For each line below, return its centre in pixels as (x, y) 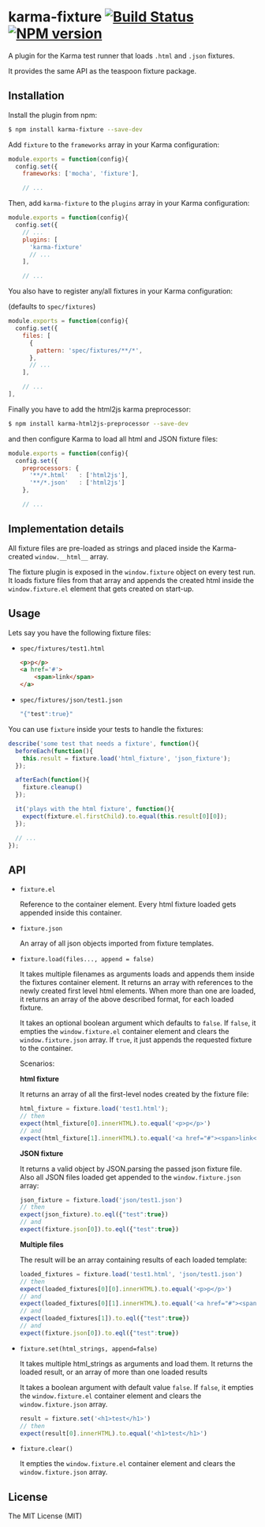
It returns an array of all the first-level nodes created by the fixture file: (134, 1094)
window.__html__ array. (72, 556)
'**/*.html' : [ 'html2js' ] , (78, 476)
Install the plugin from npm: (52, 115)
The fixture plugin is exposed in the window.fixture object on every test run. (132, 572)
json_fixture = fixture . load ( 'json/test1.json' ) (101, 1200)
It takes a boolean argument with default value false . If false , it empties (136, 1387)
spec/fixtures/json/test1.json (71, 700)
